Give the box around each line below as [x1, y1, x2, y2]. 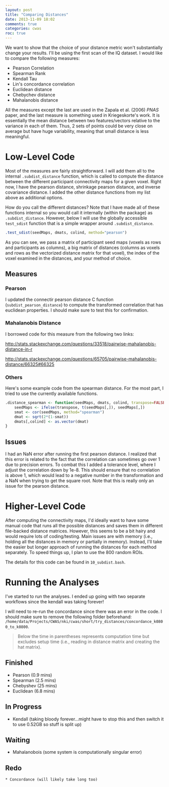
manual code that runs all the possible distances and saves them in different [5, 523, 163, 529]
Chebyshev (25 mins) [12, 682, 57, 688]
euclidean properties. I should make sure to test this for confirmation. [5, 307, 148, 313]
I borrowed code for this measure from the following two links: [5, 331, 134, 337]
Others [5, 373, 23, 380]
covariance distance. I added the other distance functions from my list [5, 189, 151, 195]
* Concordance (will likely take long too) [5, 777, 98, 782]
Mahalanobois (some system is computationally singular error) [12, 749, 142, 755]
